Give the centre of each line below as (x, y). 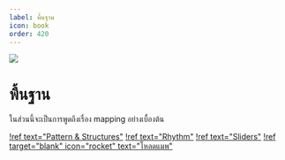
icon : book (29, 26)
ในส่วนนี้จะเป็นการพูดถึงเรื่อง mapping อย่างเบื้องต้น (87, 119)
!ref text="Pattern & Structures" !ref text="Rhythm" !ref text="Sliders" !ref (142, 137)
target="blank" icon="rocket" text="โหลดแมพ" (91, 146)
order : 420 (29, 34)
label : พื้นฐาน (32, 17)
